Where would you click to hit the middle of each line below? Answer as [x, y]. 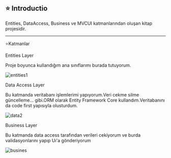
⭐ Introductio [26, 8]
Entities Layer [20, 55]
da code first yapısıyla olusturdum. [41, 105]
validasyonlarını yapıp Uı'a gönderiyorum [48, 140]
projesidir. [16, 28]
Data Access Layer [25, 85]
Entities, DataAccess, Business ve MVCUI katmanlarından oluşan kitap [79, 23]
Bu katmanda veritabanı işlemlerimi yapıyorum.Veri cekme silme [72, 94]
